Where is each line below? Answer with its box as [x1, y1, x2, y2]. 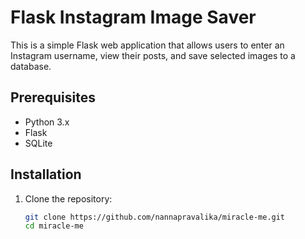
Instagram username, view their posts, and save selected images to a [10, 49, 296, 61]
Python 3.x [24, 116, 70, 128]
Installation [10, 166, 82, 183]
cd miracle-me [24, 221, 84, 231]
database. [10, 60, 52, 72]
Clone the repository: [24, 192, 113, 205]
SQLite [24, 137, 53, 149]
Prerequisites [10, 89, 96, 106]
